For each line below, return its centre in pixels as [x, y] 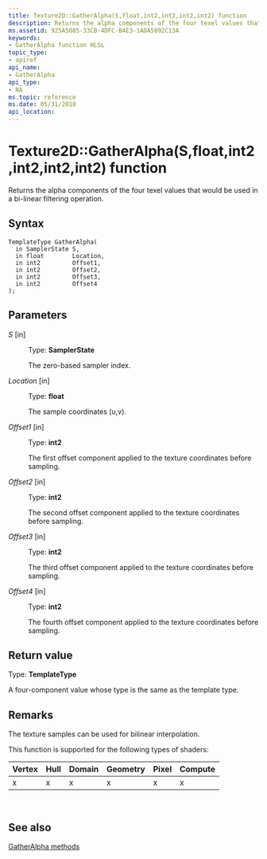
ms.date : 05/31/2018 [43, 104]
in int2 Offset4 [56, 283]
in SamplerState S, [48, 249]
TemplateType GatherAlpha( [53, 242]
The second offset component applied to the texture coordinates [134, 512]
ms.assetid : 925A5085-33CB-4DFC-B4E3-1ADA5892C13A [94, 30]
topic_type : [28, 53]
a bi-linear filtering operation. [56, 198]
